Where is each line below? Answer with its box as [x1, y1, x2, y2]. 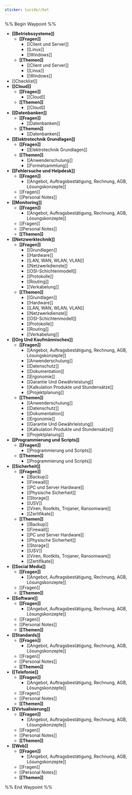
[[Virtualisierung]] [11, 706, 50, 712]
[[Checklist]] [11, 78, 38, 84]
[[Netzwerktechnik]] [11, 236, 55, 242]
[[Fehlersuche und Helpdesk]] [11, 167, 75, 174]
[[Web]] [11, 743, 28, 749]
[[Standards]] [11, 632, 41, 638]
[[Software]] [11, 595, 38, 601]
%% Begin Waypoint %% [4, 21, 56, 27]
